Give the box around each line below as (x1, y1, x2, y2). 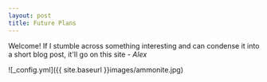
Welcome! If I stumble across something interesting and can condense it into (8, 41, 260, 50)
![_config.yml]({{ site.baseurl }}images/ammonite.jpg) (8, 64, 183, 74)
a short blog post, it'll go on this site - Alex (8, 49, 147, 59)
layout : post (8, 11, 52, 20)
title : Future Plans (8, 19, 77, 27)
